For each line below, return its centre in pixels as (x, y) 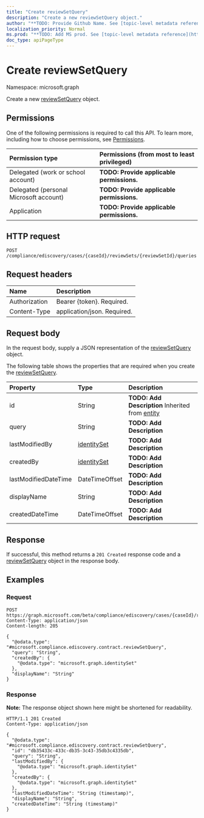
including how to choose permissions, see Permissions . (76, 139)
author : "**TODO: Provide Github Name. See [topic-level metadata (92, 23)
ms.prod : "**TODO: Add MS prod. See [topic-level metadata (83, 35)
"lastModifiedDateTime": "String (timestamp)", (73, 793)
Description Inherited (159, 405)
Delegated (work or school (47, 172)
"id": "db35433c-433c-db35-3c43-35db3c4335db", (73, 750)
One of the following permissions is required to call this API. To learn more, (100, 133)
